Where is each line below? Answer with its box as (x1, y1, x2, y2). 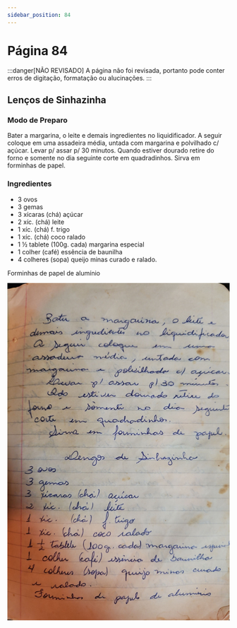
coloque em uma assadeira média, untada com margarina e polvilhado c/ (7, 138, 219, 148)
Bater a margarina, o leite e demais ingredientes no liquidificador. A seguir (7, 131, 222, 140)
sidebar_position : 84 (7, 11, 71, 18)
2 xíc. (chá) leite (17, 218, 65, 226)
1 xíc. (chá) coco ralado (17, 232, 86, 241)
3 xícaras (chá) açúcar (17, 210, 83, 218)
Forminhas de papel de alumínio (7, 268, 101, 277)
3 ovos (17, 195, 37, 203)
